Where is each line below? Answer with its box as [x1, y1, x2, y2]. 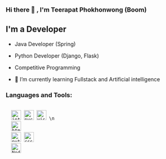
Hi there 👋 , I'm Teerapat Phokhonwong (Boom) [5, 5, 147, 14]
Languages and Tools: [5, 90, 72, 99]
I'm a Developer [5, 24, 67, 35]
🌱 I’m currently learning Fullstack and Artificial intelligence [14, 75, 161, 83]
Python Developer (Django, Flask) [14, 52, 100, 59]
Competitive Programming [14, 64, 80, 71]
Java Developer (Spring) [14, 40, 76, 47]
